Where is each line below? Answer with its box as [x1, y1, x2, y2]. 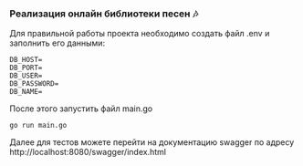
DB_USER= [9, 71, 43, 80]
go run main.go [9, 121, 68, 130]
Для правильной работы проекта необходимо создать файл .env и [9, 28, 270, 39]
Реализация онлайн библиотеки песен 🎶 [9, 7, 199, 20]
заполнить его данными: [9, 37, 106, 48]
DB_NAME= [9, 88, 43, 97]
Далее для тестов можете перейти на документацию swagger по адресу [9, 137, 295, 148]
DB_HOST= [9, 56, 43, 65]
